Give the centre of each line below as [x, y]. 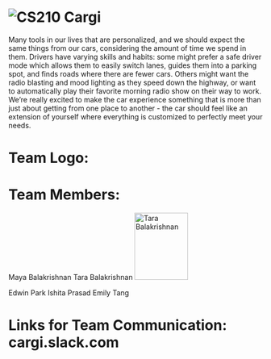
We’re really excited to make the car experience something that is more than [135, 99]
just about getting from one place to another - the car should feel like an [128, 108]
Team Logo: [49, 158]
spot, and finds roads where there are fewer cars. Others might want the [129, 73]
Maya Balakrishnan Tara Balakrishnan [71, 278]
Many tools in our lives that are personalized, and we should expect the [127, 40]
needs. [20, 125]
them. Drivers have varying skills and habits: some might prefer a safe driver [135, 56]
